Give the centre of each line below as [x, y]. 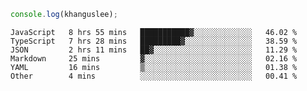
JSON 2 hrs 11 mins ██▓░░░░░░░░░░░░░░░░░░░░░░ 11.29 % [154, 50]
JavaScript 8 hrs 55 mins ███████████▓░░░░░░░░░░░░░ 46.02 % [154, 32]
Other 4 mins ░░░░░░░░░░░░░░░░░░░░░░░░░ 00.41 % [154, 76]
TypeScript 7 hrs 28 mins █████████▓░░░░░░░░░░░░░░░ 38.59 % [154, 41]
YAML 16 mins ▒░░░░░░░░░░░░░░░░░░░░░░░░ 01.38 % [154, 67]
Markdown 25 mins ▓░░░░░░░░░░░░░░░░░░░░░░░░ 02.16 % [154, 58]
